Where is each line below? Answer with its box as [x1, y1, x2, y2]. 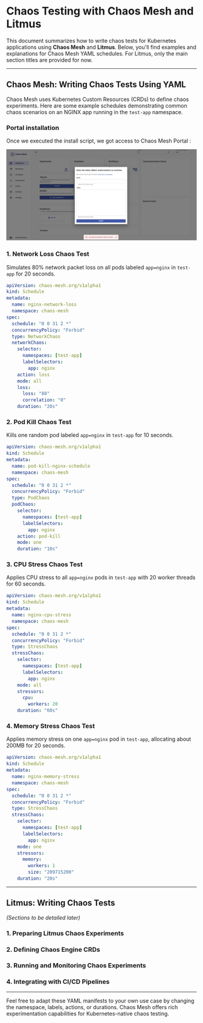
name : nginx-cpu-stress [11, 612, 71, 618]
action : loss [17, 372, 50, 378]
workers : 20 [28, 701, 59, 708]
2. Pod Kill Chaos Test [6, 418, 72, 426]
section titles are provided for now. [6, 56, 93, 63]
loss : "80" [22, 391, 50, 397]
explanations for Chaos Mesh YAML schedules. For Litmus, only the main [6, 50, 188, 57]
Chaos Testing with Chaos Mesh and [6, 4, 194, 18]
